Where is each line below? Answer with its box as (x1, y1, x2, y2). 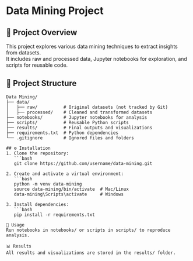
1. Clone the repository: (6, 150, 69, 156)
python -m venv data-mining (13, 181, 82, 187)
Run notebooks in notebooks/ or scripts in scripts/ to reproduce (6, 227, 171, 233)
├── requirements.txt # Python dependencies (6, 130, 118, 136)
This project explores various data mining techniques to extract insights (6, 43, 178, 50)
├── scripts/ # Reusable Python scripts (6, 119, 129, 125)
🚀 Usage (6, 222, 25, 228)
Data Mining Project (6, 4, 104, 18)
